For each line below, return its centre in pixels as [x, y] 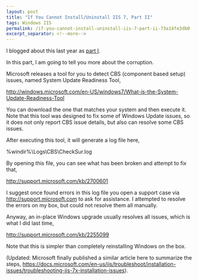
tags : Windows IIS [29, 23]
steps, [14, 264]
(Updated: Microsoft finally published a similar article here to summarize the [99, 258]
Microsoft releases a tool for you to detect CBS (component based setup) [96, 74]
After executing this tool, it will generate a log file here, [73, 140]
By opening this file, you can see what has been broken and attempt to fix [96, 163]
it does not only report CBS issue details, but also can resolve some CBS [95, 122]
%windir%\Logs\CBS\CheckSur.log [49, 152]
